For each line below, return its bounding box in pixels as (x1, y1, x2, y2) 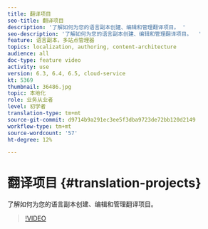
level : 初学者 (7, 103, 46, 110)
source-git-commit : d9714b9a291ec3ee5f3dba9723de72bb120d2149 (7, 116, 196, 123)
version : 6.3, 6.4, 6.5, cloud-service (7, 70, 126, 77)
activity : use (7, 63, 50, 70)
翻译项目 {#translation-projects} (7, 175, 202, 191)
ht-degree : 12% (7, 136, 53, 143)
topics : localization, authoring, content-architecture (7, 43, 177, 50)
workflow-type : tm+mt (7, 122, 72, 130)
